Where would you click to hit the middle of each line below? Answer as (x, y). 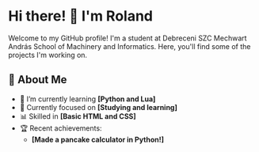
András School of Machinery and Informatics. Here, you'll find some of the (129, 46)
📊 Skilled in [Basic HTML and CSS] (78, 116)
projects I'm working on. (48, 55)
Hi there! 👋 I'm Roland (80, 16)
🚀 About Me (38, 80)
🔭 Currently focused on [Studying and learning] (99, 107)
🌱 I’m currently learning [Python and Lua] (88, 99)
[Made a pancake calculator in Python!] (98, 139)
